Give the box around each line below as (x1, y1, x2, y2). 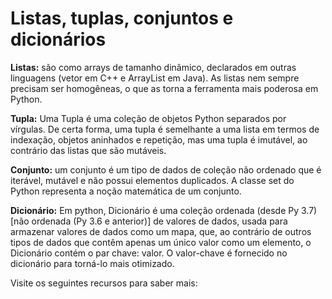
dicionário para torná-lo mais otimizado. (10, 257, 175, 269)
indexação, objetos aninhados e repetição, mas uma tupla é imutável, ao (10, 133, 308, 146)
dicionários (10, 28, 107, 51)
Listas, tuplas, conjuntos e (10, 7, 234, 30)
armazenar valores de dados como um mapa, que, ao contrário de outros (10, 225, 312, 237)
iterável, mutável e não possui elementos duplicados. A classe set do (10, 174, 295, 186)
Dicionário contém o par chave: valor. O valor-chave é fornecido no (10, 247, 288, 259)
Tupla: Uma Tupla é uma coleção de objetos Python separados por (10, 112, 287, 124)
